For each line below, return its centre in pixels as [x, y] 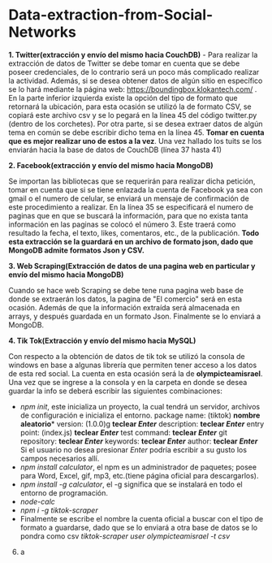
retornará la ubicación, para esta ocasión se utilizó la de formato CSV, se [130, 106]
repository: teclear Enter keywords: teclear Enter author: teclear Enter [139, 441]
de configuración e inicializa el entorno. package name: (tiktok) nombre [140, 415]
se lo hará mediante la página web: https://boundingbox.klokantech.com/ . [133, 89]
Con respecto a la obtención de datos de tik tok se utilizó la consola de [127, 356]
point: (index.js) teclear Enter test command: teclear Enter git [123, 432]
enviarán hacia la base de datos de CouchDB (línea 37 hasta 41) [115, 149]
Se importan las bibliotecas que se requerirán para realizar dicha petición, [132, 181]
